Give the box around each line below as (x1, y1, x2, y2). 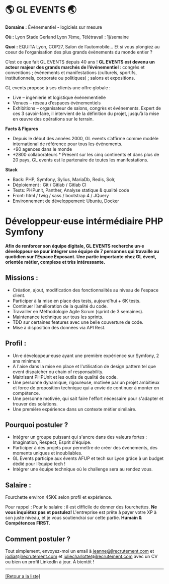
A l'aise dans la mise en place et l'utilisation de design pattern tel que (12, 363, 156, 369)
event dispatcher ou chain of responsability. (12, 369, 104, 375)
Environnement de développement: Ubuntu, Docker (12, 198, 119, 204)
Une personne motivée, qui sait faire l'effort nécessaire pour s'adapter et (12, 395, 163, 401)
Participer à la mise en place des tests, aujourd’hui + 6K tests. (12, 298, 141, 304)
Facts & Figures (5, 126, 39, 132)
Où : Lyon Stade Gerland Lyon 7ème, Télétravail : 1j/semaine (5, 34, 129, 40)
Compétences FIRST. (5, 520, 50, 526)
